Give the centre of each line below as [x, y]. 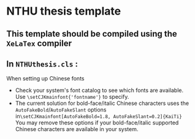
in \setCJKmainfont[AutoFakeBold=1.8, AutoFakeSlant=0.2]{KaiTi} [98, 116]
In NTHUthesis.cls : [42, 64]
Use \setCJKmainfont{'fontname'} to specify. [72, 97]
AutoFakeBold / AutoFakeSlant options [61, 110]
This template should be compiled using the [92, 34]
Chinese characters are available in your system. [77, 129]
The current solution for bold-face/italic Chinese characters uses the [102, 103]
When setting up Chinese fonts [45, 79]
